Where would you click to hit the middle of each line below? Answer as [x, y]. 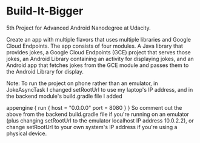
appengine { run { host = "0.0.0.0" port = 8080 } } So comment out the [94, 107]
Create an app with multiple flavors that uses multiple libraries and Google [98, 39]
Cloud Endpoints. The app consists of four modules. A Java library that [95, 46]
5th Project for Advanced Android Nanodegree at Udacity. [79, 28]
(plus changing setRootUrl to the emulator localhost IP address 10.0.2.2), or [100, 120]
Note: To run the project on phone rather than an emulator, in [82, 83]
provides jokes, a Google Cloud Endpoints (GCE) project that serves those [98, 52]
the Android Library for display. [45, 71]
